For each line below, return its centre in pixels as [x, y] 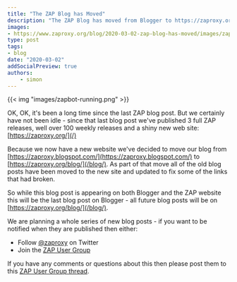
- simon [31, 79]
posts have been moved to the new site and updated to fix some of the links [117, 172]
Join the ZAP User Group [54, 250]
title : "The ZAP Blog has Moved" [56, 14]
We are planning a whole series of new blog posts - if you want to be [107, 221]
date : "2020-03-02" [36, 60]
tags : [15, 47]
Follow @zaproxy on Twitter [58, 243]
